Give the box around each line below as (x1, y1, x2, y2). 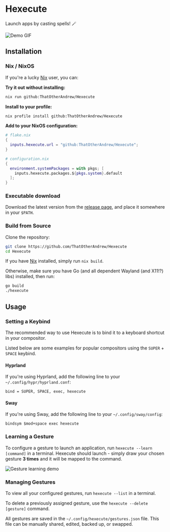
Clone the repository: (5, 234, 50, 240)
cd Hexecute (5, 249, 31, 254)
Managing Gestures (5, 479, 56, 486)
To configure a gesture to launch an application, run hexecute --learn (5, 445, 153, 451)
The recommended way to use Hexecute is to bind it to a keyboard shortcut (5, 329, 165, 336)
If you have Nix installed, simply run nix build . (5, 258, 104, 264)
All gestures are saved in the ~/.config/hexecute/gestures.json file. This (5, 515, 160, 522)
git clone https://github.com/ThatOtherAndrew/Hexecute (5, 244, 127, 249)
